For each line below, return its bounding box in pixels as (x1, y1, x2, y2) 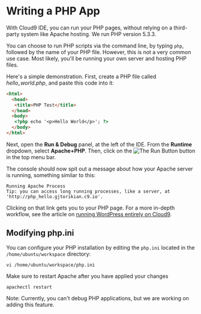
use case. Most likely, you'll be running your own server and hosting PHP (6, 55, 187, 62)
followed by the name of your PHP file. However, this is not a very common (6, 48, 191, 55)
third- (173, 24, 188, 31)
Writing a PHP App (6, 4, 100, 18)
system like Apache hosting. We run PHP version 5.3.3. (20, 30, 157, 37)
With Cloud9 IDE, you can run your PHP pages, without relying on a (6, 24, 173, 31)
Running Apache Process (6, 183, 66, 189)
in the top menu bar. (6, 153, 56, 160)
